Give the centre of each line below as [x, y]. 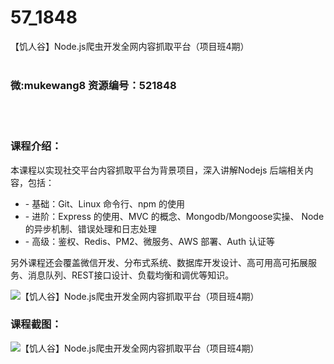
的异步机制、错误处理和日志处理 [90, 228]
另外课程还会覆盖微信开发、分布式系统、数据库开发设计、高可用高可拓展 [159, 262]
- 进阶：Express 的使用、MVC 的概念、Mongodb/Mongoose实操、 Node [174, 216]
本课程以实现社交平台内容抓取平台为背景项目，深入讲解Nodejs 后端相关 [157, 170]
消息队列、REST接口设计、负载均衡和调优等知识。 [131, 275]
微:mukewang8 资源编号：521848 [93, 85]
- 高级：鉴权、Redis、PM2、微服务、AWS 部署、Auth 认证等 [149, 241]
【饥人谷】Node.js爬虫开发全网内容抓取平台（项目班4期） [130, 46]
